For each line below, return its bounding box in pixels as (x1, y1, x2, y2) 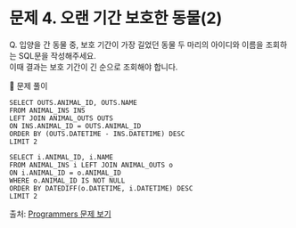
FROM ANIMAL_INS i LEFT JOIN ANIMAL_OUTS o (9, 160, 174, 169)
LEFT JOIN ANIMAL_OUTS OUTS (9, 113, 114, 123)
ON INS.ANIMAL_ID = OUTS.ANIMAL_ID (9, 121, 142, 130)
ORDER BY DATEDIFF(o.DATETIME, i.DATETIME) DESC (9, 183, 193, 192)
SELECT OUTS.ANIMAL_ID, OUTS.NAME (9, 98, 138, 107)
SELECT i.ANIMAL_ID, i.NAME (9, 152, 114, 161)
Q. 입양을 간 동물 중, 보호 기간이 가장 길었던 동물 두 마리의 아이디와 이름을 (9, 39, 264, 50)
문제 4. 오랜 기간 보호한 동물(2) (9, 8, 223, 28)
